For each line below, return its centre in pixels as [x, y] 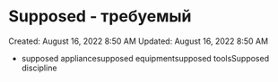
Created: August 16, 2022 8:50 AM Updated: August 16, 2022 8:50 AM [139, 41]
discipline [39, 68]
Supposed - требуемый [100, 16]
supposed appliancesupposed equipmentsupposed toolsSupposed [145, 58]
